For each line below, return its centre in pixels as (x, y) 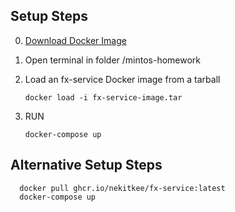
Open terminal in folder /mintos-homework (113, 60)
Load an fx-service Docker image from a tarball (122, 79)
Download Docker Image (75, 40)
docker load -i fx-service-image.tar (103, 97)
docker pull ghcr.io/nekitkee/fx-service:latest (122, 188)
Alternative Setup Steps (86, 165)
